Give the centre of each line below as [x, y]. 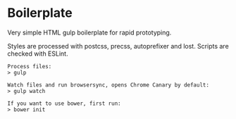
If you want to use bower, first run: [64, 104]
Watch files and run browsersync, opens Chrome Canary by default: [108, 85]
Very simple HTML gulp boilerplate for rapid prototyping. [89, 32]
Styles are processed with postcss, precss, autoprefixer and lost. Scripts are [118, 46]
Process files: [30, 66]
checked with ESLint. [38, 54]
